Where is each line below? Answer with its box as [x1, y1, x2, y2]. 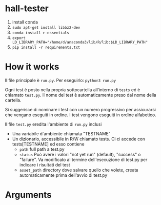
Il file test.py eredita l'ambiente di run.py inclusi [5, 121, 102, 127]
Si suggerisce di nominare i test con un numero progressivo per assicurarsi [5, 106, 156, 112]
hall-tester [5, 3, 49, 14]
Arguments [5, 189, 52, 201]
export [12, 35, 26, 41]
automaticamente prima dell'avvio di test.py [19, 172, 107, 178]
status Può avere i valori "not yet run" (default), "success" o [19, 151, 141, 157]
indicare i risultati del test [19, 162, 70, 167]
